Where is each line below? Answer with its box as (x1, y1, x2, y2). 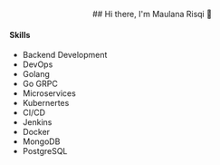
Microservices (22, 88, 77, 99)
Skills (9, 29, 31, 40)
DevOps (22, 59, 53, 70)
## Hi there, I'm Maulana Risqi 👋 (91, 9, 213, 19)
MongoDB (22, 136, 61, 147)
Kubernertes (22, 98, 70, 109)
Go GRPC (22, 78, 59, 90)
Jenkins (22, 117, 53, 128)
